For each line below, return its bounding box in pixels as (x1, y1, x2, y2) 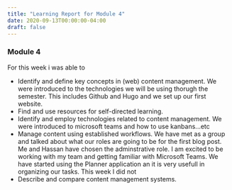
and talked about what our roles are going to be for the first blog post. (17, 137, 222, 145)
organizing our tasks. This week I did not (17, 167, 137, 176)
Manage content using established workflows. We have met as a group (17, 129, 226, 138)
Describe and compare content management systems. (17, 174, 177, 183)
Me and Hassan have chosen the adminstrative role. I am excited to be (17, 145, 223, 153)
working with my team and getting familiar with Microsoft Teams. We (17, 152, 219, 160)
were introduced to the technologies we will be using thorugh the (17, 84, 209, 93)
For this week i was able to (7, 63, 85, 72)
